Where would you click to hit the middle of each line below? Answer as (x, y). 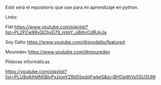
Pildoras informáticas (28, 62)
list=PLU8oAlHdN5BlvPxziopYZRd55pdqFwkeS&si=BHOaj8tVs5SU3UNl (80, 77)
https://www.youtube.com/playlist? (51, 27)
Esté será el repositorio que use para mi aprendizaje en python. (72, 7)
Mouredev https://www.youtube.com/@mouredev (58, 52)
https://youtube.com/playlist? (36, 71)
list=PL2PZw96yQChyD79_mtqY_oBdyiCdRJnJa (56, 32)
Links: (11, 17)
